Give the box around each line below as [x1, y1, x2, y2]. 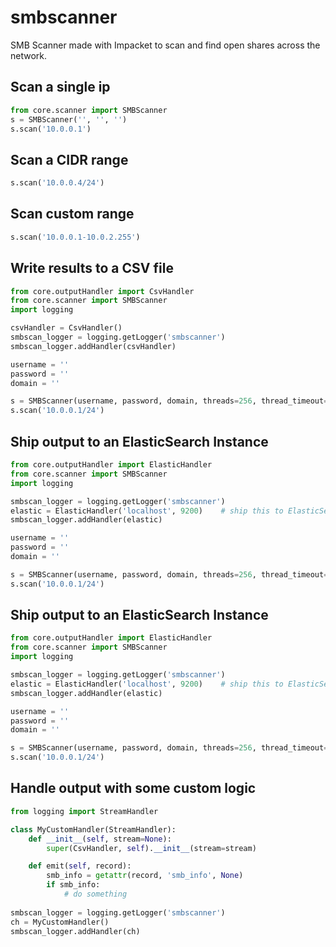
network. [10, 49, 48, 61]
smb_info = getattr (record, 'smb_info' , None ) [46, 871, 244, 881]
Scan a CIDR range [10, 151, 129, 168]
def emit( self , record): [28, 861, 132, 871]
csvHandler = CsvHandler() [10, 323, 123, 333]
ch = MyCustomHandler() [10, 917, 110, 927]
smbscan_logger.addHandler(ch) [10, 926, 141, 936]
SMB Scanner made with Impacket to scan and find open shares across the [10, 39, 321, 51]
